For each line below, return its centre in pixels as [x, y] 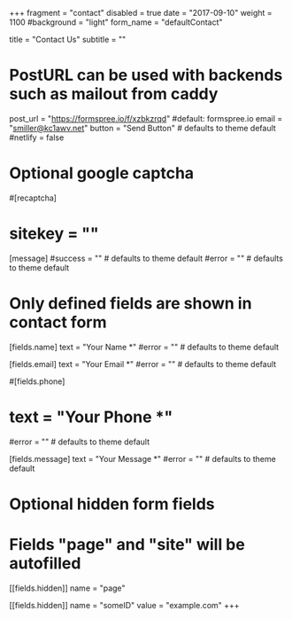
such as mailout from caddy [114, 94]
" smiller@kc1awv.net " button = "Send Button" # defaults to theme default [142, 128]
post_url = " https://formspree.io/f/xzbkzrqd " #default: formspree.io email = [146, 118]
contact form [58, 322]
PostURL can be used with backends [146, 75]
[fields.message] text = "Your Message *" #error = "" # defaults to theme [142, 458]
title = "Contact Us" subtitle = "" [68, 39]
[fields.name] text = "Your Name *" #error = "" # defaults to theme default [144, 347]
